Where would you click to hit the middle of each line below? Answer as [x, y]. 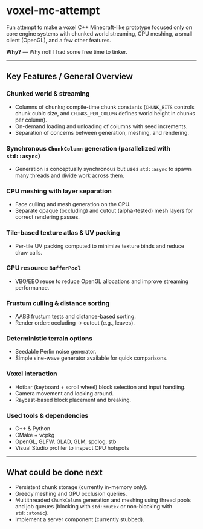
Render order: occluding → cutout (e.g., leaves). [75, 323]
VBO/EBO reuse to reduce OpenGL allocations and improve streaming [102, 281]
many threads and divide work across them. [70, 175]
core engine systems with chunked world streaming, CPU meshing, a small [99, 33]
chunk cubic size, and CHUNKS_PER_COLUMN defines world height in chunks [105, 113]
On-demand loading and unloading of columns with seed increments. [101, 126]
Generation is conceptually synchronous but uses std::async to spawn [103, 169]
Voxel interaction [32, 374]
